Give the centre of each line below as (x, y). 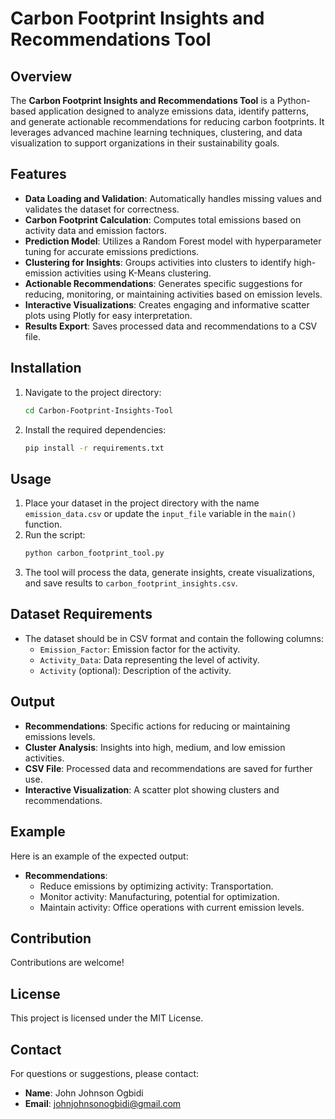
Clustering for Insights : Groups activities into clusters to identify (158, 262)
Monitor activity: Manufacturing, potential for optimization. (159, 896)
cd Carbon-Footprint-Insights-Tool (99, 410)
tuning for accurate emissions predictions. (112, 251)
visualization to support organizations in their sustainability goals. (145, 143)
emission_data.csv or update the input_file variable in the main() (160, 514)
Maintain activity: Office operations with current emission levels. (172, 907)
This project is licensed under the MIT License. (107, 1018)
